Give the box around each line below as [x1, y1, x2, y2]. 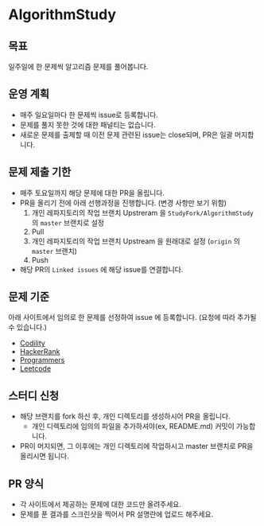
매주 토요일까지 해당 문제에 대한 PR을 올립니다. [19, 188, 165, 197]
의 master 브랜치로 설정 [31, 217, 105, 228]
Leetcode [19, 364, 52, 373]
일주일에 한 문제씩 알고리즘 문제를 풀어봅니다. [8, 62, 149, 71]
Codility [19, 338, 45, 348]
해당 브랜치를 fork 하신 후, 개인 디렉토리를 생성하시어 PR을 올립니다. [19, 411, 231, 421]
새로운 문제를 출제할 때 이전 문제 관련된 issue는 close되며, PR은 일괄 [19, 130, 233, 139]
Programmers [19, 356, 65, 365]
